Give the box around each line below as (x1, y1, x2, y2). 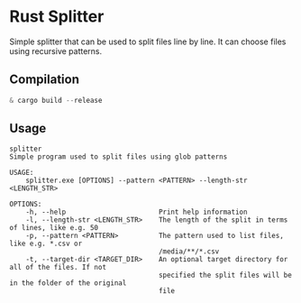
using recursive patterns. (9, 45, 103, 56)
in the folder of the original (9, 279, 127, 288)
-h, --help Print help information (25, 207, 248, 217)
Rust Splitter (9, 6, 105, 27)
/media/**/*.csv (158, 247, 220, 256)
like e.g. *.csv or (9, 239, 83, 249)
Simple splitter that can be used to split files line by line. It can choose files (9, 36, 287, 47)
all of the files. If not (9, 263, 106, 272)
